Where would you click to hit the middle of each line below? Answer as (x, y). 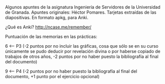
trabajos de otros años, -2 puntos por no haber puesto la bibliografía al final (82, 56)
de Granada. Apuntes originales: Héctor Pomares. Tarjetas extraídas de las (81, 12)
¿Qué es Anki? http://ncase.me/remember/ (48, 27)
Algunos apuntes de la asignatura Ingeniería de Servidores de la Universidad (83, 7)
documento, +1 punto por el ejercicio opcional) (52, 76)
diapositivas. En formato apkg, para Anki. (47, 17)
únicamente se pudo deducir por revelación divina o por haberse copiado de (83, 51)
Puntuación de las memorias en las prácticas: (51, 37)
